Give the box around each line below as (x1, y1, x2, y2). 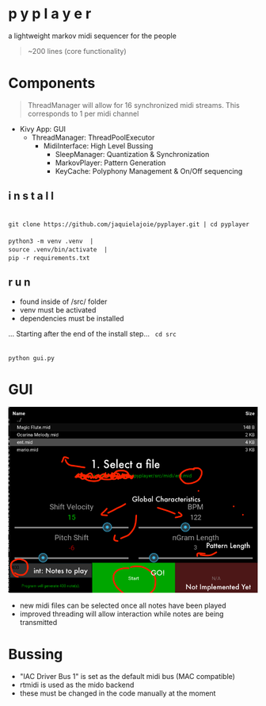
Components (8, 75, 96, 92)
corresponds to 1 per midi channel (27, 109, 139, 118)
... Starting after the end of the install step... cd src (8, 328, 177, 338)
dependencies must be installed (19, 313, 124, 323)
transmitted (19, 618, 58, 627)
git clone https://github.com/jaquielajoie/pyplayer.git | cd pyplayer (8, 220, 249, 228)
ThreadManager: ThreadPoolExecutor (31, 132, 155, 142)
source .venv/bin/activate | (8, 245, 108, 254)
